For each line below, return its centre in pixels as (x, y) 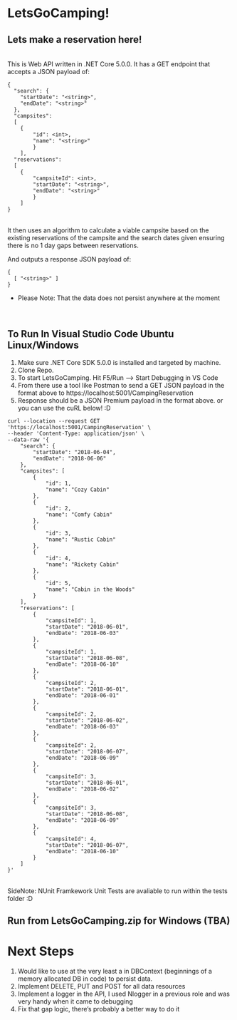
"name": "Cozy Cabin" (78, 490)
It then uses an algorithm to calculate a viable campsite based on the (108, 230)
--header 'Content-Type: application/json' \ (76, 433)
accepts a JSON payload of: (49, 72)
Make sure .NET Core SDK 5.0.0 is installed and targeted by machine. (119, 362)
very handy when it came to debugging (75, 1001)
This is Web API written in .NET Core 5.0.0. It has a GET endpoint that (109, 64)
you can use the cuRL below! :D (64, 408)
